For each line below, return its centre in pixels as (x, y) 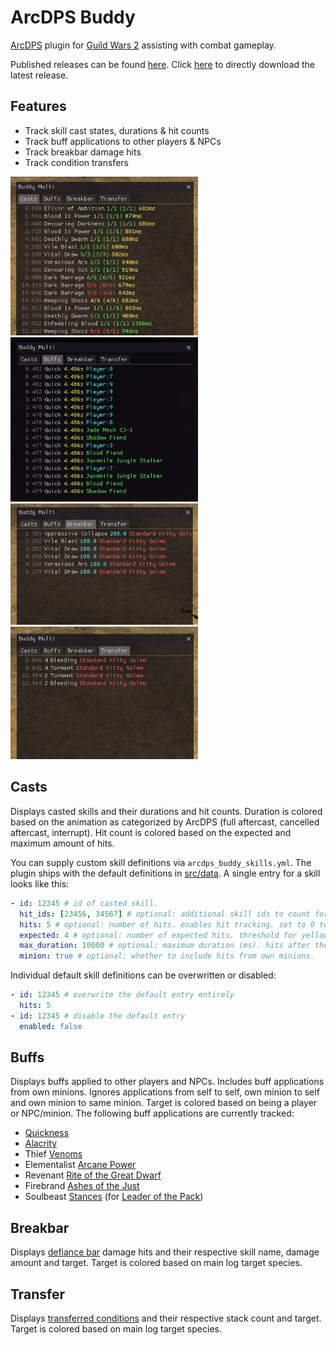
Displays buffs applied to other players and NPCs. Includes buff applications (167, 1082)
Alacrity (41, 1143)
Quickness (47, 1133)
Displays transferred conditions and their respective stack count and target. (166, 1318)
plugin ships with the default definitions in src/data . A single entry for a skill (165, 873)
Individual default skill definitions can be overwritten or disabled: (143, 975)
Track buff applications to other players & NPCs (123, 141)
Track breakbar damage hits (83, 152)
